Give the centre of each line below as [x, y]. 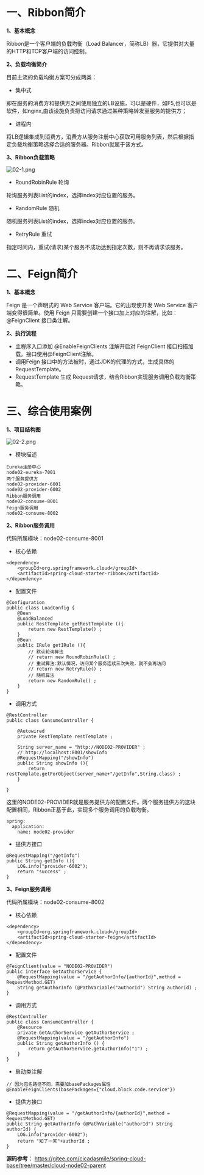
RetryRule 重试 [33, 234]
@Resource [30, 1027]
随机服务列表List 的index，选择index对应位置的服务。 [72, 221]
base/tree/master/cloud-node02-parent [56, 1165]
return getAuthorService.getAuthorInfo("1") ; [88, 1049]
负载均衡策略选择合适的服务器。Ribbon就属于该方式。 [79, 144]
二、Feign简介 [42, 274]
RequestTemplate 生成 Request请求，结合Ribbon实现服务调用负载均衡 [103, 377]
